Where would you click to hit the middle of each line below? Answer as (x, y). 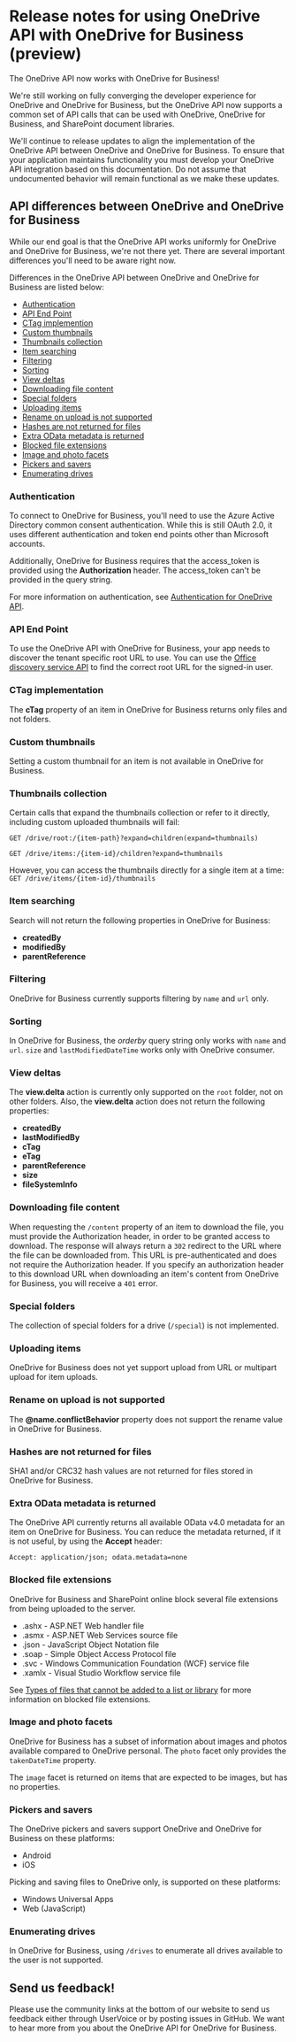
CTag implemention (57, 323)
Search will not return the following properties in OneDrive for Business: (140, 920)
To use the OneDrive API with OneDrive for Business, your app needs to (140, 649)
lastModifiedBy (51, 1137)
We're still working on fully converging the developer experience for (133, 96)
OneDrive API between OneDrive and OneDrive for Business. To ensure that (147, 150)
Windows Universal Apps (68, 1899)
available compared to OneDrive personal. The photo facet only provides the (148, 1751)
